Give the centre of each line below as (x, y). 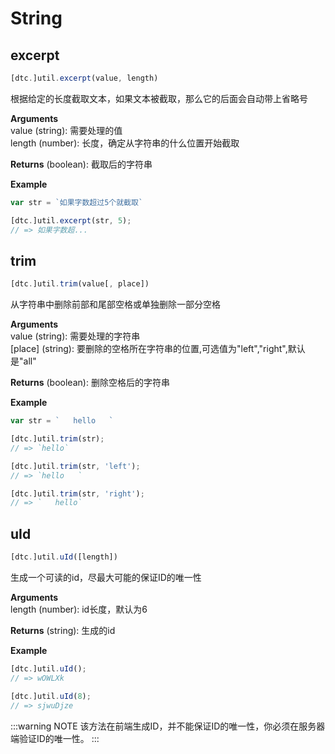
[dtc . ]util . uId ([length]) (64, 557)
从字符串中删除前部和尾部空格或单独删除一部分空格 (115, 304)
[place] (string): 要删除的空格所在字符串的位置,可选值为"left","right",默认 (158, 349)
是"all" (23, 361)
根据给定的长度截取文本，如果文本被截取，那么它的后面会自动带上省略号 (159, 98)
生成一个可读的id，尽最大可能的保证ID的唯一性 (106, 577)
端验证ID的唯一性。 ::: (55, 738)
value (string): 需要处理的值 (66, 130)
